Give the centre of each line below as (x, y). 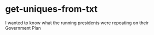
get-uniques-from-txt (51, 9)
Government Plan (23, 28)
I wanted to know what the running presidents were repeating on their (77, 23)
